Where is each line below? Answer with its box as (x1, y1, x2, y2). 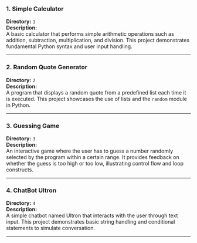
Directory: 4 (6, 200, 36, 207)
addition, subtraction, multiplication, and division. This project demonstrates (6, 37, 189, 44)
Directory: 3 (6, 134, 36, 142)
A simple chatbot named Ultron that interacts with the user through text (6, 212, 178, 219)
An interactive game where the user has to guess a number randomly (6, 147, 174, 154)
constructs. (6, 166, 34, 173)
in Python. (6, 102, 31, 109)
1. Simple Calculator (6, 5, 64, 13)
